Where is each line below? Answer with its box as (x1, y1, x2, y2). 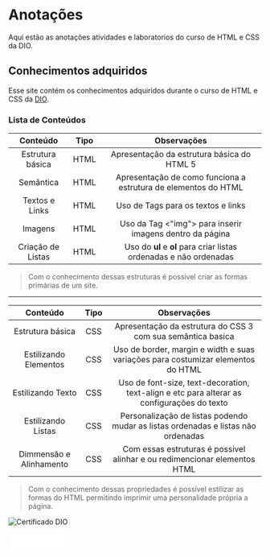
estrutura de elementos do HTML (118, 182, 243, 193)
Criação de (18, 242, 60, 253)
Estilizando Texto (12, 387, 77, 399)
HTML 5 (165, 159, 197, 170)
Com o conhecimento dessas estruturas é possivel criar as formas (27, 272, 248, 282)
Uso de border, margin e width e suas (112, 344, 256, 355)
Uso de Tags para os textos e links (116, 200, 246, 211)
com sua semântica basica (133, 331, 235, 342)
